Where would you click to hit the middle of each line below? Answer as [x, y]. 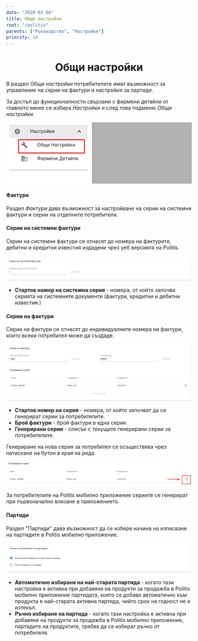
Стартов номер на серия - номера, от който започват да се [90, 410]
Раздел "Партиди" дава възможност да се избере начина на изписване [97, 528]
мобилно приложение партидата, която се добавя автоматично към [101, 595]
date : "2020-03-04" [30, 12]
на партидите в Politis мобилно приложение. [62, 535]
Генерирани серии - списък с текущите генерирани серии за [93, 429]
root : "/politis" [27, 25]
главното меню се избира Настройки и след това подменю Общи [89, 108]
